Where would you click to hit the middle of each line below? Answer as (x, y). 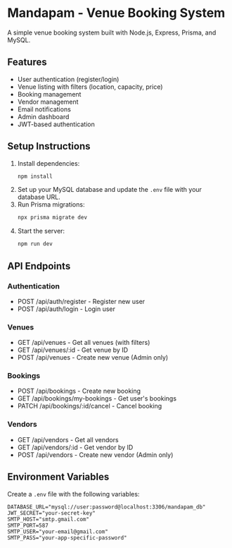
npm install (35, 176)
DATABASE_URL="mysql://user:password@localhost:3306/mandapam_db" (107, 507)
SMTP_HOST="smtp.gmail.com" (49, 519)
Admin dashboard (43, 116)
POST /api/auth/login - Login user (66, 309)
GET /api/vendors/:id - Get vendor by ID (75, 447)
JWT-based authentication (56, 124)
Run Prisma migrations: (51, 205)
